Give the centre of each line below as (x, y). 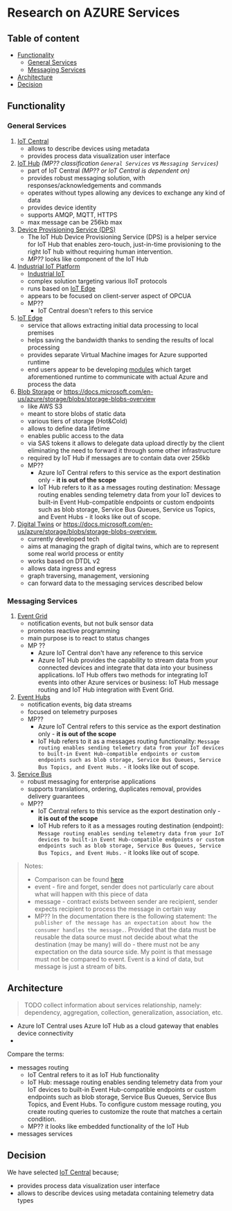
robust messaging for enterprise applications (92, 781)
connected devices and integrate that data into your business (125, 668)
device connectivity (45, 1033)
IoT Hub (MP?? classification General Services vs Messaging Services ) (118, 163)
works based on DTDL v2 (64, 561)
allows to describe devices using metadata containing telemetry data (116, 1193)
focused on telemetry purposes (72, 711)
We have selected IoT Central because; (63, 1172)
